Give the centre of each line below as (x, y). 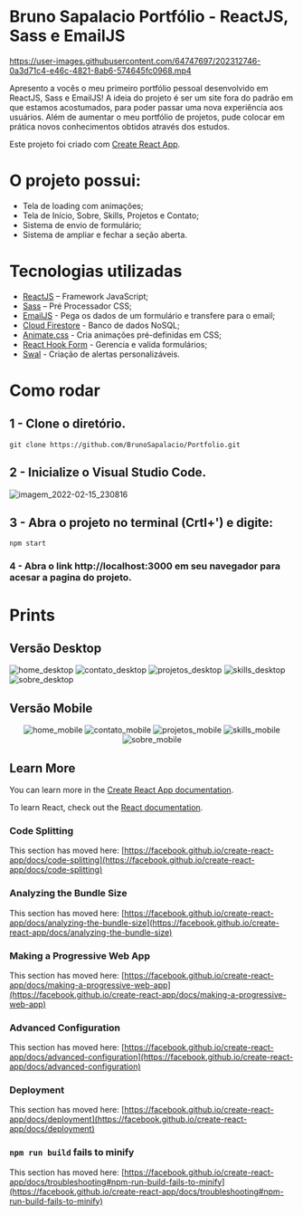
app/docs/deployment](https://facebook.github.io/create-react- (128, 1119)
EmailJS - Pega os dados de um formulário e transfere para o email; (149, 315)
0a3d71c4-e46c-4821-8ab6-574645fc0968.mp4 (100, 71)
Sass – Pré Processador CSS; (77, 306)
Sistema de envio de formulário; (82, 225)
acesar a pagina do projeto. (71, 578)
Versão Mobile (51, 708)
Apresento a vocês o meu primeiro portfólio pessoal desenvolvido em (139, 88)
